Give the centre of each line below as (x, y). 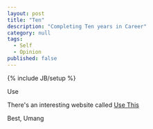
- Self (23, 46)
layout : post (26, 13)
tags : (15, 39)
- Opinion (27, 52)
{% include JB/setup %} (42, 78)
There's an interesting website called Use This (73, 105)
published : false (32, 59)
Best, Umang (26, 118)
